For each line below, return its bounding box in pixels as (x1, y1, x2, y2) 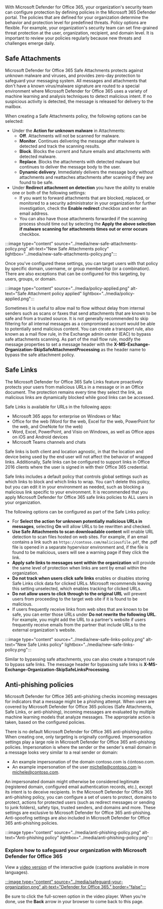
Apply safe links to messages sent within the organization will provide (12, 560, 156, 566)
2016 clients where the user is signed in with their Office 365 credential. (5, 464, 149, 470)
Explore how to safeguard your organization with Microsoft (5, 847, 147, 854)
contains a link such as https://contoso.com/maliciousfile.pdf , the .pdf (12, 539, 158, 545)
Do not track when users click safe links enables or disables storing (12, 575, 149, 581)
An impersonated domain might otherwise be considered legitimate (5, 779, 140, 785)
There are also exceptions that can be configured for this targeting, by (5, 270, 146, 277)
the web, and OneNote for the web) (12, 423, 83, 429)
